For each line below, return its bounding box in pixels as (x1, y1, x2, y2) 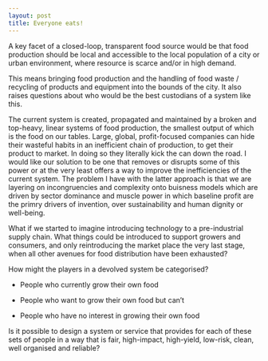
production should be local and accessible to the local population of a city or (8, 50, 260, 59)
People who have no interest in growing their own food (19, 311, 200, 320)
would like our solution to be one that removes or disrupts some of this (8, 157, 241, 166)
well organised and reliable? (8, 343, 100, 352)
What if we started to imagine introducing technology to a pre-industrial (8, 223, 244, 232)
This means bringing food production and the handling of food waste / (8, 73, 239, 83)
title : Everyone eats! (8, 19, 84, 27)
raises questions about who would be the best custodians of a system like (8, 90, 251, 100)
